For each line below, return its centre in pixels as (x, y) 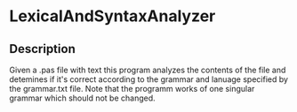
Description (42, 49)
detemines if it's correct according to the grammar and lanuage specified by (149, 79)
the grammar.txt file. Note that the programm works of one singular (132, 89)
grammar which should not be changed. (82, 98)
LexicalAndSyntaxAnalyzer (112, 16)
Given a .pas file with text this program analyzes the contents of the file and (148, 70)
